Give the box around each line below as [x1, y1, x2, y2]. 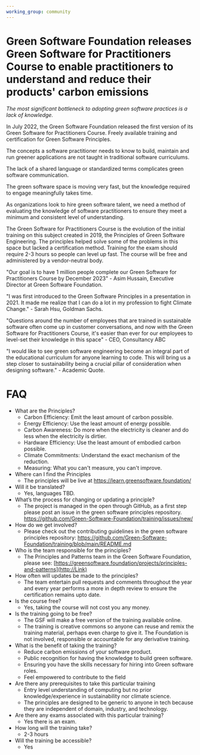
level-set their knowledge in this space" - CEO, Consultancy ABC [6, 335, 166, 343]
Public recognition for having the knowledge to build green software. [23, 654, 193, 661]
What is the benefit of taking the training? [14, 642, 117, 649]
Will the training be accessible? [14, 736, 92, 744]
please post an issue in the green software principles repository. [23, 509, 182, 516]
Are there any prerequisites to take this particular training [14, 680, 156, 687]
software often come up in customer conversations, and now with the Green [6, 323, 193, 330]
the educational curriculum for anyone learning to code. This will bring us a [6, 353, 191, 361]
